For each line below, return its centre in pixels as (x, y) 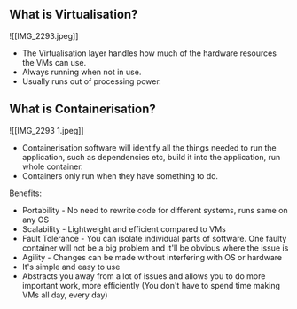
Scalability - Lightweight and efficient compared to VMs (124, 228)
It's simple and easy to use (71, 267)
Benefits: (26, 193)
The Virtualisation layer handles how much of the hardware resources (149, 53)
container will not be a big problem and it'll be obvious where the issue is (155, 248)
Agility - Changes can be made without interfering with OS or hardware (152, 257)
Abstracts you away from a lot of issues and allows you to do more (144, 276)
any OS (35, 220)
